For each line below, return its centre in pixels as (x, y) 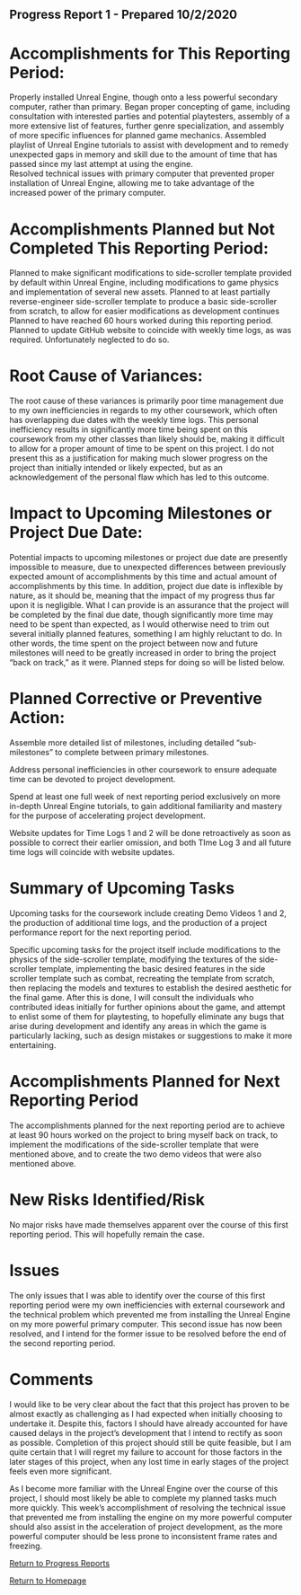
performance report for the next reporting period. (101, 932)
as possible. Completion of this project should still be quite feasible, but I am (150, 1442)
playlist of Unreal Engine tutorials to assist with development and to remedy (149, 145)
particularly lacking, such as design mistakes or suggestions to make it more (151, 1035)
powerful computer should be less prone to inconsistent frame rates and (143, 1536)
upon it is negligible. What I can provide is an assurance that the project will (149, 605)
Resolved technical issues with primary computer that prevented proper (142, 173)
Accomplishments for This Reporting (150, 53)
